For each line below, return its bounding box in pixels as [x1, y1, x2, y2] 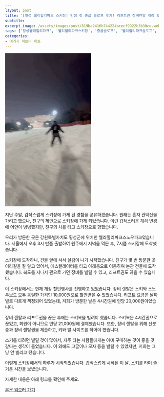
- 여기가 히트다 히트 [5, 39, 41, 44]
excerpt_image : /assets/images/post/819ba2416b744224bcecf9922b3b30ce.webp [5, 23, 163, 28]
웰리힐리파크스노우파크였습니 [98, 234, 154, 240]
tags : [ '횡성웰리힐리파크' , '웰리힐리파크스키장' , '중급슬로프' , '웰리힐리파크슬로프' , [5, 28, 157, 34]
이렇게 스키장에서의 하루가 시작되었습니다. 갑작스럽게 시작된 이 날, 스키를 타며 [5, 360, 152, 366]
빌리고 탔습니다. [15, 349, 45, 355]
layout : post [5, 8, 32, 13]
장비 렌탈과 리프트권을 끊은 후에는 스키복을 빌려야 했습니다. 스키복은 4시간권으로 [5, 314, 158, 320]
